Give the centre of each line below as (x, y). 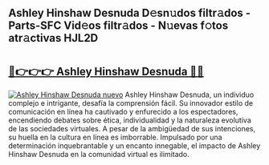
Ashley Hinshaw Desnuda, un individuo (190, 95)
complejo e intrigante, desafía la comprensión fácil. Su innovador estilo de (131, 103)
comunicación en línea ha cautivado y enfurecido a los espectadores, (123, 112)
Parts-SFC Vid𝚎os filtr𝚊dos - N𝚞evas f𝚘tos (118, 26)
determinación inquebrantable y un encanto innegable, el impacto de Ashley (134, 146)
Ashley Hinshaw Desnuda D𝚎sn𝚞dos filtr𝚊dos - (130, 13)
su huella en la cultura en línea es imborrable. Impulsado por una (115, 137)
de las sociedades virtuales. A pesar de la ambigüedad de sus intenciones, (132, 129)
